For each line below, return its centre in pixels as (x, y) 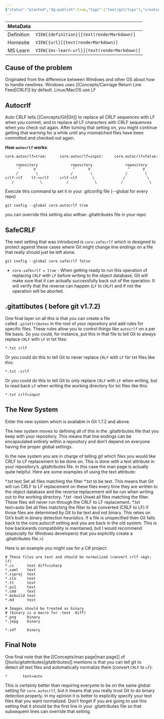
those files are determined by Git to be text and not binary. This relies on (78, 512)
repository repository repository (82, 165)
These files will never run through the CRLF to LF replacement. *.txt (73, 502)
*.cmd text (20, 591)
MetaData (19, 26)
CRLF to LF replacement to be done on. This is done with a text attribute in (80, 461)
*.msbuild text (20, 595)
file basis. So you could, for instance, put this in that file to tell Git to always (81, 334)
